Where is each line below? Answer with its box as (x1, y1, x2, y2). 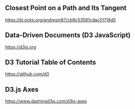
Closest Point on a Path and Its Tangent (5, 4, 127, 12)
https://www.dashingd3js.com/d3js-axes (5, 98, 87, 104)
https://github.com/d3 (5, 71, 50, 77)
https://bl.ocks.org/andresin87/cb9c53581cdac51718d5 (5, 17, 116, 22)
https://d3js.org (5, 44, 37, 50)
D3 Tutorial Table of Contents (5, 58, 96, 66)
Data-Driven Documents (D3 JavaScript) (5, 31, 131, 40)
